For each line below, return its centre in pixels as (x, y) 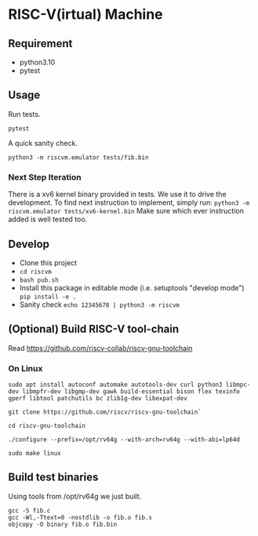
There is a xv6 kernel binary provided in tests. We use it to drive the (117, 195)
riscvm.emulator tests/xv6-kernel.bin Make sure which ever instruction (126, 211)
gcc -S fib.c (29, 510)
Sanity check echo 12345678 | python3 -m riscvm (100, 304)
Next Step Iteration (45, 177)
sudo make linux (35, 454)
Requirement (40, 44)
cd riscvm (36, 272)
